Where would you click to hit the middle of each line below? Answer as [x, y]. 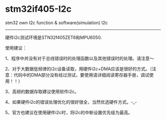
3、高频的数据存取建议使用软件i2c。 [42, 91]
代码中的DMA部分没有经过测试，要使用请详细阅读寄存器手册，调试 [82, 75]
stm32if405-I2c [38, 9]
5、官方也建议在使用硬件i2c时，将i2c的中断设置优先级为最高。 [69, 112]
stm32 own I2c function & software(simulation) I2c [57, 23]
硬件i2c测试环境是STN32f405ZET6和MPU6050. [54, 37]
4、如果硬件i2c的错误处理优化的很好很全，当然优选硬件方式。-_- [71, 102]
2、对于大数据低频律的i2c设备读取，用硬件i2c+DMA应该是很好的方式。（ [79, 69]
